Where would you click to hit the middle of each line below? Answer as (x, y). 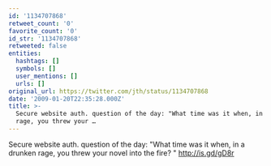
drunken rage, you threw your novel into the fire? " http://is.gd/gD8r (121, 153)
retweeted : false (38, 46)
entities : (25, 53)
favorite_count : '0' (43, 31)
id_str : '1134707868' (45, 38)
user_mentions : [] (47, 76)
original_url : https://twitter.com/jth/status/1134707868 (108, 91)
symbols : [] (36, 69)
